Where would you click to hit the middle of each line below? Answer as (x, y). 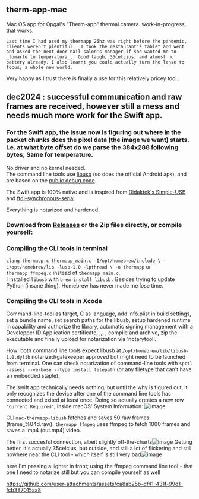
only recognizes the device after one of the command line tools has (89, 394)
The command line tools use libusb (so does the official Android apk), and (97, 174)
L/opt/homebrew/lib (30, 267)
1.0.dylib (18, 358)
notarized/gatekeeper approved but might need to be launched (109, 357)
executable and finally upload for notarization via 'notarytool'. (81, 339)
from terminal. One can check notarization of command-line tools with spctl (99, 363)
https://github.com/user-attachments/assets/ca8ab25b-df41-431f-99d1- (94, 484)
